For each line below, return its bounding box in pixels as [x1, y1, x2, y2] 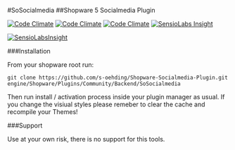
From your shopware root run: [7, 61, 94, 69]
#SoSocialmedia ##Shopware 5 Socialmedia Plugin [7, 6, 155, 14]
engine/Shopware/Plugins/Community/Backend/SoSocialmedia [7, 80, 181, 87]
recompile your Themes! [7, 108, 79, 115]
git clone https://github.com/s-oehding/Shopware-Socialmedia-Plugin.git [7, 74, 229, 81]
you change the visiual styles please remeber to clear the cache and [7, 100, 205, 108]
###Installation [7, 47, 51, 55]
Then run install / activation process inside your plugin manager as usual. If [7, 93, 225, 101]
